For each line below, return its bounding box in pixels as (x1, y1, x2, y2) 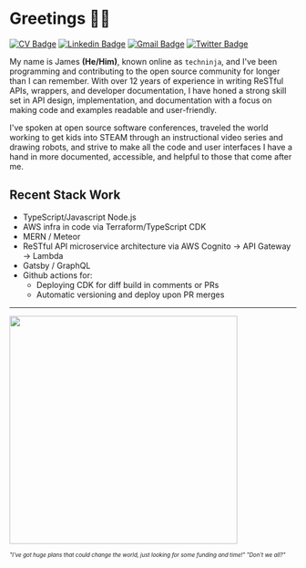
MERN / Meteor (22, 231, 81, 242)
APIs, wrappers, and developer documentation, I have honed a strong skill (9, 85, 287, 96)
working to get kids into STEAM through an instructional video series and (9, 131, 284, 142)
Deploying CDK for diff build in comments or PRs (36, 279, 219, 290)
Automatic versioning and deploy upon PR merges (36, 289, 225, 300)
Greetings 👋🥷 (9, 8, 111, 29)
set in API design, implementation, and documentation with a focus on (9, 95, 272, 106)
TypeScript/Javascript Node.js (22, 212, 137, 222)
